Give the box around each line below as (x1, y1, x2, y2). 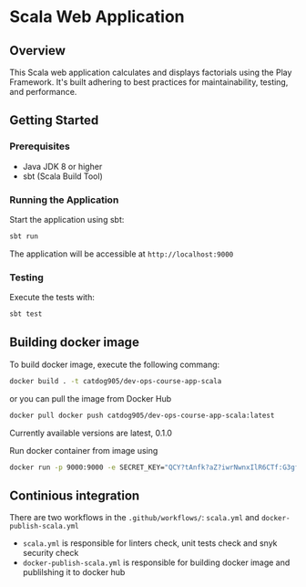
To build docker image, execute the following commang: (9, 359, 220, 370)
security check (22, 548, 79, 559)
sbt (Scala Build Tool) (22, 171, 103, 182)
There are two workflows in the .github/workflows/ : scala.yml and (9, 512, 260, 523)
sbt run (9, 231, 39, 241)
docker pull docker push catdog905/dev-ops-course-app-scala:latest (9, 411, 275, 420)
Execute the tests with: (9, 292, 96, 303)
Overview (9, 43, 66, 58)
